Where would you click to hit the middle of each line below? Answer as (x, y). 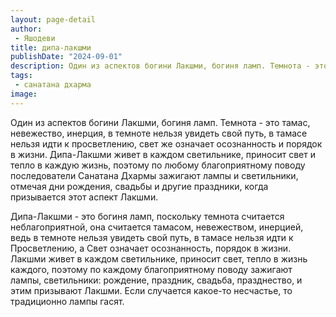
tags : (21, 76)
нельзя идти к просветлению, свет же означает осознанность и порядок (166, 143)
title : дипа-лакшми (51, 47)
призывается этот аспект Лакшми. (84, 197)
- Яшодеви (35, 38)
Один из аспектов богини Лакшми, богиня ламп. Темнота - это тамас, (160, 122)
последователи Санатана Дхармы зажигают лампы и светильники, (154, 175)
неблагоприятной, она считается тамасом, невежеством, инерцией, (157, 227)
